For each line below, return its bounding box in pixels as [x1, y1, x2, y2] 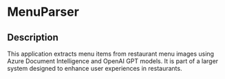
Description [7, 32, 58, 43]
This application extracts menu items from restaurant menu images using [7, 49, 215, 58]
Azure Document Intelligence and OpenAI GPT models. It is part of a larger [7, 57, 219, 65]
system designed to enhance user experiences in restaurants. [7, 65, 182, 72]
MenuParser [7, 4, 79, 20]
